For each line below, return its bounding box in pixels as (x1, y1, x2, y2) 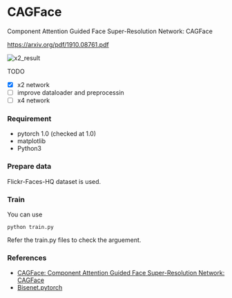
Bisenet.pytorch (17, 283, 63, 292)
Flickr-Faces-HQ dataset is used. (7, 177, 101, 185)
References (7, 253, 47, 263)
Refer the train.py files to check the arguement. (7, 236, 142, 244)
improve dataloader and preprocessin (17, 89, 124, 97)
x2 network (17, 80, 50, 89)
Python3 (17, 145, 41, 153)
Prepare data (7, 162, 52, 171)
